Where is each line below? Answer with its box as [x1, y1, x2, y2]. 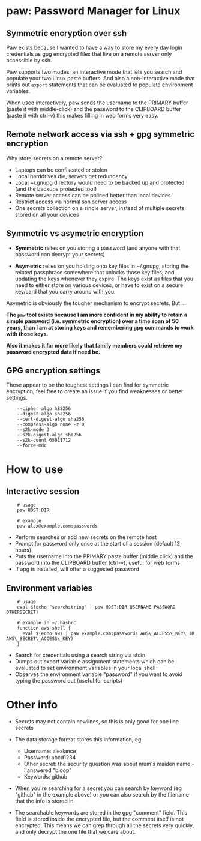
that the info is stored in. [14, 797, 76, 805]
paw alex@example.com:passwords [17, 523, 98, 529]
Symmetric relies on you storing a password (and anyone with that [14, 244, 181, 252]
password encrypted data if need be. [6, 348, 101, 355]
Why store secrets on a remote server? [6, 154, 103, 161]
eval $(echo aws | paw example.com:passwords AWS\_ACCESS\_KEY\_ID [22, 630, 195, 637]
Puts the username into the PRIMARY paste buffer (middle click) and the [14, 553, 193, 560]
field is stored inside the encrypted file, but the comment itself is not [14, 815, 184, 823]
